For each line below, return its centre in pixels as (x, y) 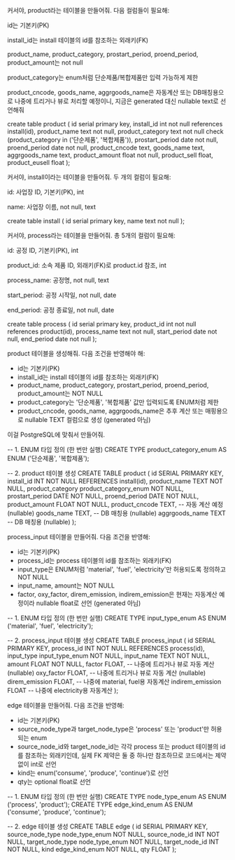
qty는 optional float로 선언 (54, 782)
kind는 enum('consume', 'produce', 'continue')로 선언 (93, 773)
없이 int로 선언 (37, 764)
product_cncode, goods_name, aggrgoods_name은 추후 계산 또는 (111, 411)
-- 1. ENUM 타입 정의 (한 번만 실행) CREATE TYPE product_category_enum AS (117, 449)
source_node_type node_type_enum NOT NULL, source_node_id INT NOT (114, 834)
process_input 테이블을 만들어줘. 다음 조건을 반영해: (79, 537)
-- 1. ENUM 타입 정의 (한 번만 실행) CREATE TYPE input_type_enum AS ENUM (117, 618)
